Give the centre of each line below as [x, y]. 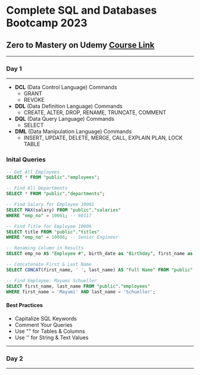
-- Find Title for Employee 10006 [49, 226]
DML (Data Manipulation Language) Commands [73, 132]
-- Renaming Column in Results [45, 248]
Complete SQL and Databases [82, 10]
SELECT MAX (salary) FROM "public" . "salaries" [63, 210]
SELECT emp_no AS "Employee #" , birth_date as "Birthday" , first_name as [100, 254]
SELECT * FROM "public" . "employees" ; [53, 177]
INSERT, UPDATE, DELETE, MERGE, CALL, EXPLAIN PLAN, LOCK [103, 138]
